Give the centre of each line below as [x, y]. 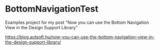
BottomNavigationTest [52, 9]
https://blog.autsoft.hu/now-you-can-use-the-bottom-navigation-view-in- [80, 37]
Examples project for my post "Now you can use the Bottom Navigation [77, 22]
